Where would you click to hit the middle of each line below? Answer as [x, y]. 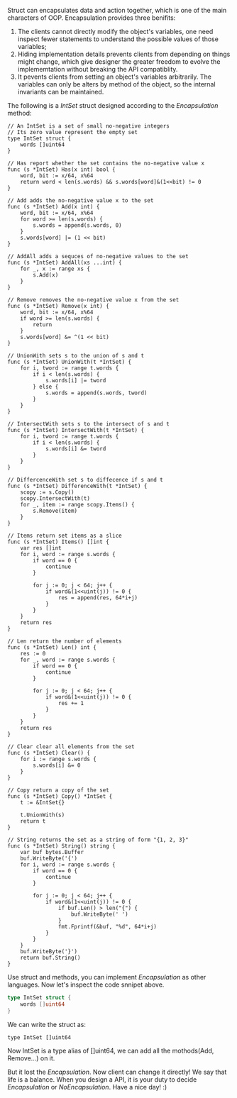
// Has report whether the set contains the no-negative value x [106, 163]
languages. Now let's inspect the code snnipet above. [86, 985]
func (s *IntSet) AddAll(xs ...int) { [65, 262]
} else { [46, 387]
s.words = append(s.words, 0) [77, 226]
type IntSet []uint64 [39, 1037]
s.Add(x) [46, 275]
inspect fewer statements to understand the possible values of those [118, 39]
